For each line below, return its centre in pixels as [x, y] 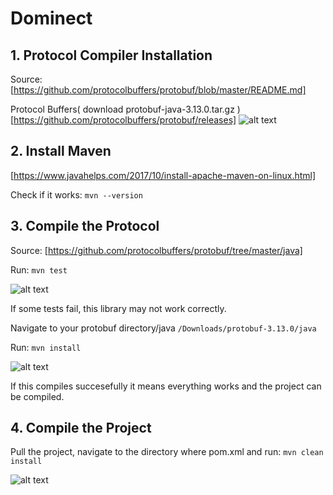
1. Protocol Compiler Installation [111, 55]
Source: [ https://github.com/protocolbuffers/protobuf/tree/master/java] [156, 250]
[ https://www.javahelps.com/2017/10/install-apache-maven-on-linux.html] [163, 175]
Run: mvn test [39, 269]
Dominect [51, 18]
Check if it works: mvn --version [76, 194]
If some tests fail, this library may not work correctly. [118, 308]
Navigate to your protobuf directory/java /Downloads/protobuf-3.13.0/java [163, 328]
